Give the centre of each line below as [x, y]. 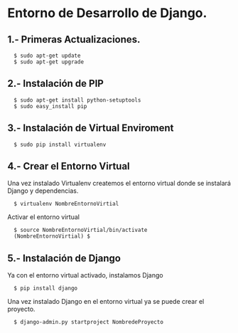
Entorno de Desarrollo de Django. [107, 13]
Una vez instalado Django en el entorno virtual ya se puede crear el [106, 302]
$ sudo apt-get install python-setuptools [77, 100]
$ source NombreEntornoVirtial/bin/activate [81, 230]
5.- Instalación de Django [64, 258]
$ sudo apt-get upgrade [49, 62]
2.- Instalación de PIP [56, 84]
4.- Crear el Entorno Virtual [69, 166]
